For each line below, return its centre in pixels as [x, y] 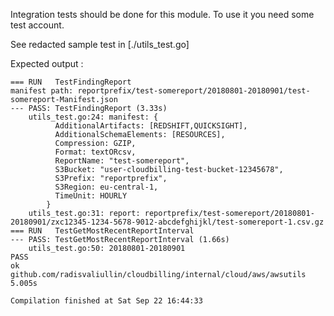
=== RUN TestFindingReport [71, 82]
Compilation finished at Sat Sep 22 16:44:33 [106, 301]
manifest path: [42, 91]
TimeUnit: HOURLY [91, 196]
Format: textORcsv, [95, 152]
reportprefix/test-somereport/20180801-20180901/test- [194, 91]
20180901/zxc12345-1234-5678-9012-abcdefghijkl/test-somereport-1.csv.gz [167, 222]
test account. [37, 25]
